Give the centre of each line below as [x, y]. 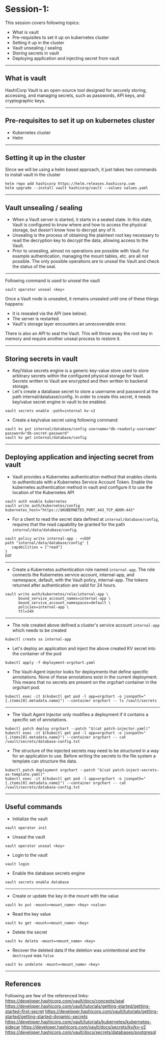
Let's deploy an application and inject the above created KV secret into [84, 648]
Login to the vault [30, 855]
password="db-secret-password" [37, 433]
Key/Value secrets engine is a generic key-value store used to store [80, 370]
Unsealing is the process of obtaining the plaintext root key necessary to [85, 235]
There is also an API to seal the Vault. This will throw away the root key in [79, 334]
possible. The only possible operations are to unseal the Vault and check [86, 261]
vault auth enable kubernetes [36, 501]
